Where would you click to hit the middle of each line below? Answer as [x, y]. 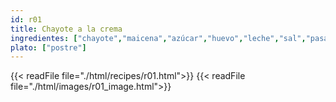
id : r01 [26, 19]
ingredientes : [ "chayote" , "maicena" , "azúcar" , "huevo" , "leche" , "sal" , [158, 38]
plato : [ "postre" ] [48, 47]
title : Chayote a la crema [66, 29]
